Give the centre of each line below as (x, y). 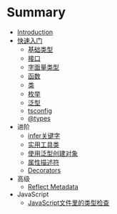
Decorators (44, 170)
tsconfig (40, 110)
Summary (36, 12)
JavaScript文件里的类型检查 (68, 203)
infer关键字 (44, 135)
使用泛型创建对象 (53, 153)
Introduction (35, 32)
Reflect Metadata (53, 186)
